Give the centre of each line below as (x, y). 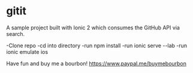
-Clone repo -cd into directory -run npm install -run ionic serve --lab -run (97, 45)
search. (16, 34)
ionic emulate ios (27, 51)
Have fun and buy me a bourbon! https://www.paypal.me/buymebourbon (96, 63)
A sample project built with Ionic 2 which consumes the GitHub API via (93, 28)
